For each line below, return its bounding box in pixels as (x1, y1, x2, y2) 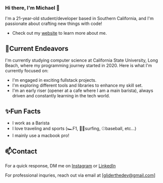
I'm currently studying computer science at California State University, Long (5, 57, 158, 63)
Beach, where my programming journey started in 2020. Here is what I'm (5, 63, 152, 69)
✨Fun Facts (5, 107, 41, 115)
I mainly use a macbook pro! (12, 132, 70, 138)
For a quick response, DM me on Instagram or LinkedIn (5, 162, 116, 168)
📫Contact (5, 147, 38, 156)
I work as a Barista (12, 120, 50, 126)
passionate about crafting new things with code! (5, 21, 102, 26)
